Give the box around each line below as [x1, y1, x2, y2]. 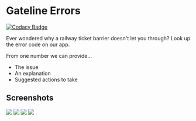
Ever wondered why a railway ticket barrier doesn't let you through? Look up [6, 34, 191, 42]
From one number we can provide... [6, 52, 92, 59]
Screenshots [6, 93, 54, 103]
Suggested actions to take [14, 76, 78, 83]
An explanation [14, 70, 51, 77]
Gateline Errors [6, 4, 81, 18]
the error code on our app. [6, 41, 70, 48]
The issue [14, 63, 39, 71]
